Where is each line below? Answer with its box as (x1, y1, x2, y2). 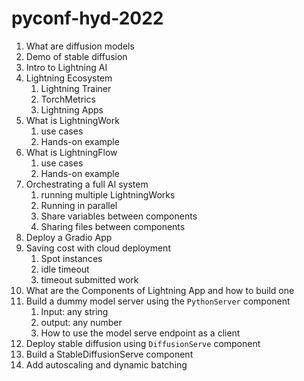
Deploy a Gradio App (25, 231, 113, 243)
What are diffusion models (25, 40, 135, 52)
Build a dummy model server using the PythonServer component (25, 295, 291, 307)
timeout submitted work (40, 273, 139, 286)
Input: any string (40, 305, 109, 317)
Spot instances (40, 252, 103, 264)
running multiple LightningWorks (40, 188, 176, 201)
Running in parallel (40, 199, 118, 211)
